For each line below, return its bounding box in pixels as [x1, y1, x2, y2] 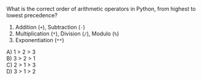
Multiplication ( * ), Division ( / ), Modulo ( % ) [15, 30, 119, 37]
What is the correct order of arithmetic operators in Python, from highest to [6, 5, 196, 12]
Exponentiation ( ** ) [15, 37, 64, 43]
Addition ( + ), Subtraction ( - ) [15, 24, 86, 31]
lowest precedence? [6, 12, 58, 19]
